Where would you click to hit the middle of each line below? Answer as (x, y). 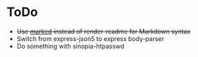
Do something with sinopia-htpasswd (70, 46)
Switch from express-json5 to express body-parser (91, 38)
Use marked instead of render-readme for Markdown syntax (104, 31)
